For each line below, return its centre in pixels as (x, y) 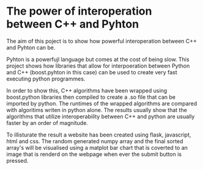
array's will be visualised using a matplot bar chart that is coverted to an (97, 147)
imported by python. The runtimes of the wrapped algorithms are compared (102, 103)
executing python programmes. (46, 79)
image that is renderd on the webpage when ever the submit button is (94, 154)
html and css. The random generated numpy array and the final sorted (95, 141)
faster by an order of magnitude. (47, 122)
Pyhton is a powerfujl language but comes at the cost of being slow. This (98, 59)
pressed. (17, 160)
